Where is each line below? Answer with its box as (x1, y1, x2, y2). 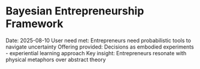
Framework (5, 17, 63, 31)
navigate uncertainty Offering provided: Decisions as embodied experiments (5, 43, 194, 50)
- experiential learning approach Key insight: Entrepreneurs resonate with (5, 49, 187, 56)
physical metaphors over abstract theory (5, 56, 106, 63)
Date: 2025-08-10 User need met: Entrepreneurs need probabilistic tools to (5, 37, 191, 44)
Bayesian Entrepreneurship (5, 4, 144, 18)
